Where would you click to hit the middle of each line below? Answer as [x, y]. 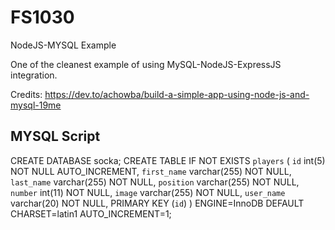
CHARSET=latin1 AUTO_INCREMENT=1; [91, 213]
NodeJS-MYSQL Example [63, 45]
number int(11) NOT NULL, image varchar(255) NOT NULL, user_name [148, 192]
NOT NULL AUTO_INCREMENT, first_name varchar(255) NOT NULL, [151, 171]
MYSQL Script [55, 136]
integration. [34, 75]
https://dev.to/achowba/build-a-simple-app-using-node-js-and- [177, 94]
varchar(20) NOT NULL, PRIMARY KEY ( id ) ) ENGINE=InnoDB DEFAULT [157, 203]
